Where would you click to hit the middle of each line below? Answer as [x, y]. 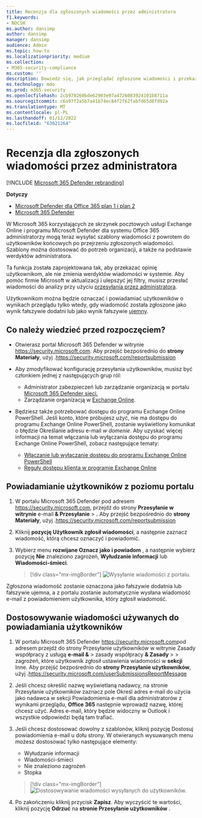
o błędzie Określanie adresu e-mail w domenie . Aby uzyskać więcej [99, 430]
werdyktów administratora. [39, 256]
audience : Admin [26, 46]
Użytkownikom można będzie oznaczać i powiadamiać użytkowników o [95, 299]
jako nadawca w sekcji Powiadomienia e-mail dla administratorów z [98, 698]
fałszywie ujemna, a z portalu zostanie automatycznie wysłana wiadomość [99, 592]
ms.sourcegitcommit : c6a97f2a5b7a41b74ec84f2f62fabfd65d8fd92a [87, 101]
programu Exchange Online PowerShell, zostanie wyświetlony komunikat [105, 424]
